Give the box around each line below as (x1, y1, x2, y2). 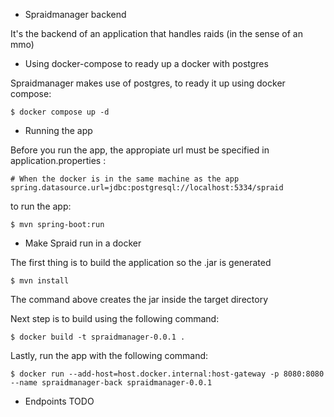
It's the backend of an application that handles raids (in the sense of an (10, 28, 303, 39)
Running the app (24, 125, 93, 136)
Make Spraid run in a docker (24, 237, 142, 249)
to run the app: (10, 200, 72, 212)
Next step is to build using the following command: (10, 313, 220, 324)
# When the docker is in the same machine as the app (10, 174, 240, 184)
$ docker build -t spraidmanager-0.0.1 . (10, 332, 186, 342)
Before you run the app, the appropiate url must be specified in (10, 144, 270, 156)
